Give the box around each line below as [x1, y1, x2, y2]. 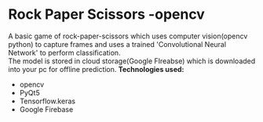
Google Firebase [19, 104, 74, 114]
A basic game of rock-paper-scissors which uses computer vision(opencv [8, 31, 248, 41]
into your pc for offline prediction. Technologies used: [8, 64, 184, 74]
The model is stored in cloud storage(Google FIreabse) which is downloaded [8, 56, 256, 66]
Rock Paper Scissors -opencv [8, 5, 206, 23]
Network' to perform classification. [8, 48, 121, 57]
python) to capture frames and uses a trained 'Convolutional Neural [8, 39, 226, 48]
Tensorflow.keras [19, 96, 76, 106]
